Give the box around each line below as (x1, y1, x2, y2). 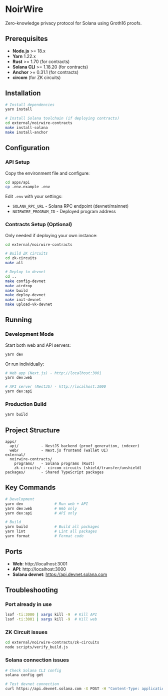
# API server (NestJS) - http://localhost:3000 (5, 384, 106, 389)
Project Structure (5, 426, 60, 434)
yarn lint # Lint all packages (5, 529, 97, 534)
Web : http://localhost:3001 (12, 560, 67, 566)
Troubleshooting (5, 586, 58, 594)
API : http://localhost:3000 (12, 566, 66, 572)
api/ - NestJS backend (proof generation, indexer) (9, 444, 140, 449)
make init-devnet (5, 297, 41, 302)
